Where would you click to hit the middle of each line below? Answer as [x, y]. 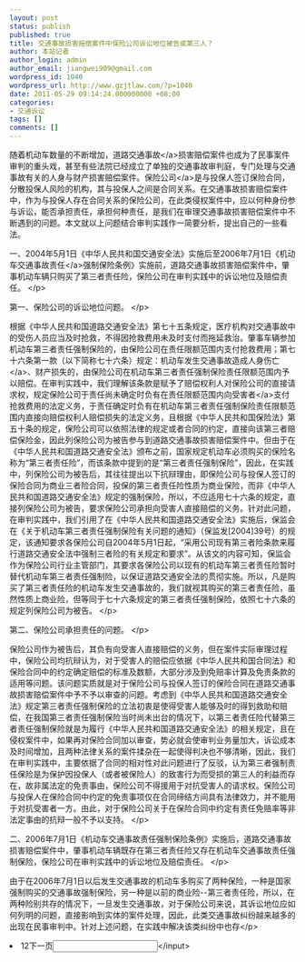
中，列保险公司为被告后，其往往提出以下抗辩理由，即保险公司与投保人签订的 [152, 474]
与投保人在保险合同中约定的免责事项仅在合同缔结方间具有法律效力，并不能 [148, 797]
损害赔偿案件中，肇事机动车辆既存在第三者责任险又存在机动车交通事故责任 [148, 850]
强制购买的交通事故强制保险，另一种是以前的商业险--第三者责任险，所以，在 [152, 892]
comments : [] [34, 128]
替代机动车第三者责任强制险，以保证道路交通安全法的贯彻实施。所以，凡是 [148, 576]
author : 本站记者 [39, 52]
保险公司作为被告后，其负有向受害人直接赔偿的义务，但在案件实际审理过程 [148, 649]
